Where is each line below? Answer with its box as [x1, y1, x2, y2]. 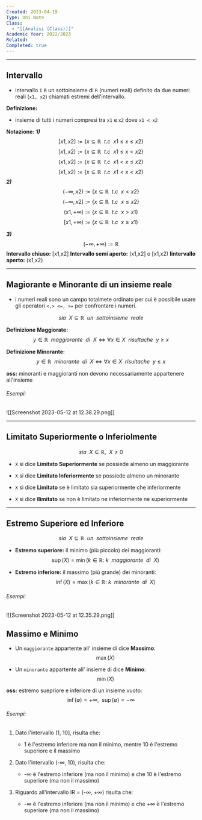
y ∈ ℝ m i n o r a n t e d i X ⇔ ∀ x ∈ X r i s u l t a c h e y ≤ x [36, 358, 166, 365]
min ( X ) [96, 675, 114, 683]
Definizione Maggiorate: [6, 326, 69, 333]
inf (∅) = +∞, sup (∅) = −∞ [67, 696, 135, 704]
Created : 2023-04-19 [6, 8, 58, 15]
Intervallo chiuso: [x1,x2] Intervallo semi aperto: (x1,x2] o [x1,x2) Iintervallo [6, 250, 196, 257]
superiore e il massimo [23, 747, 81, 754]
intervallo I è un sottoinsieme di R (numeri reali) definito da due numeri [14, 86, 190, 93]
